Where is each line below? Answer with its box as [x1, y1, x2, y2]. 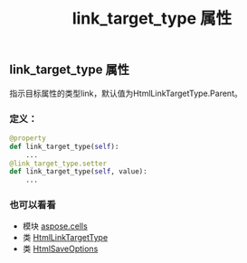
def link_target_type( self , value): [9, 167, 147, 176]
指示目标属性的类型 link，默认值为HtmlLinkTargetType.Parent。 [9, 88, 242, 99]
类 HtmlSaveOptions [22, 243, 99, 254]
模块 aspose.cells [22, 221, 88, 231]
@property [9, 133, 47, 143]
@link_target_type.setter [9, 159, 107, 168]
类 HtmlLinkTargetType [22, 232, 109, 243]
